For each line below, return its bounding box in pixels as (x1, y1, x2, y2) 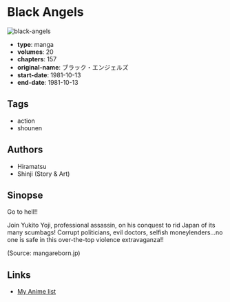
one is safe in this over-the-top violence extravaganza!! (7, 236, 164, 244)
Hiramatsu (17, 162, 47, 170)
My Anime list (17, 288, 56, 296)
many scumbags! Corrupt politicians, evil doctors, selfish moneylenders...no (7, 228, 223, 236)
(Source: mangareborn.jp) (7, 249, 81, 257)
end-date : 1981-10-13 (17, 78, 79, 86)
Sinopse (7, 189, 43, 201)
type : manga (17, 40, 54, 48)
